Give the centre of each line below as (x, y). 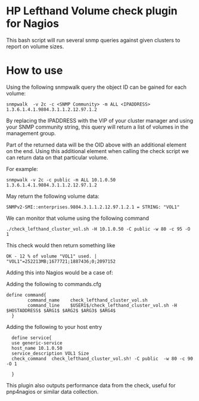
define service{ (32, 338)
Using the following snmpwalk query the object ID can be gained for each (96, 87)
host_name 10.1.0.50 (37, 348)
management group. (31, 133)
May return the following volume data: (53, 196)
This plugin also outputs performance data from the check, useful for (91, 385)
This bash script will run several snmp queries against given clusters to (93, 40)
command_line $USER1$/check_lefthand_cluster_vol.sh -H (102, 305)
